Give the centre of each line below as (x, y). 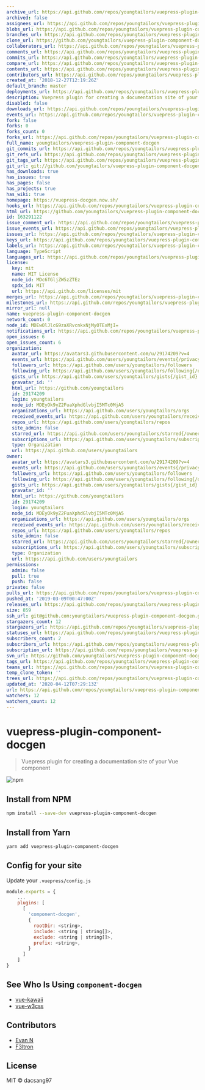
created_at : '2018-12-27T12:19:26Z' (53, 80)
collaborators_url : (31, 47)
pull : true (26, 576)
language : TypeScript (34, 251)
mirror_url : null (28, 308)
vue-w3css (29, 1006)
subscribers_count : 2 (34, 639)
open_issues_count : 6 (34, 343)
